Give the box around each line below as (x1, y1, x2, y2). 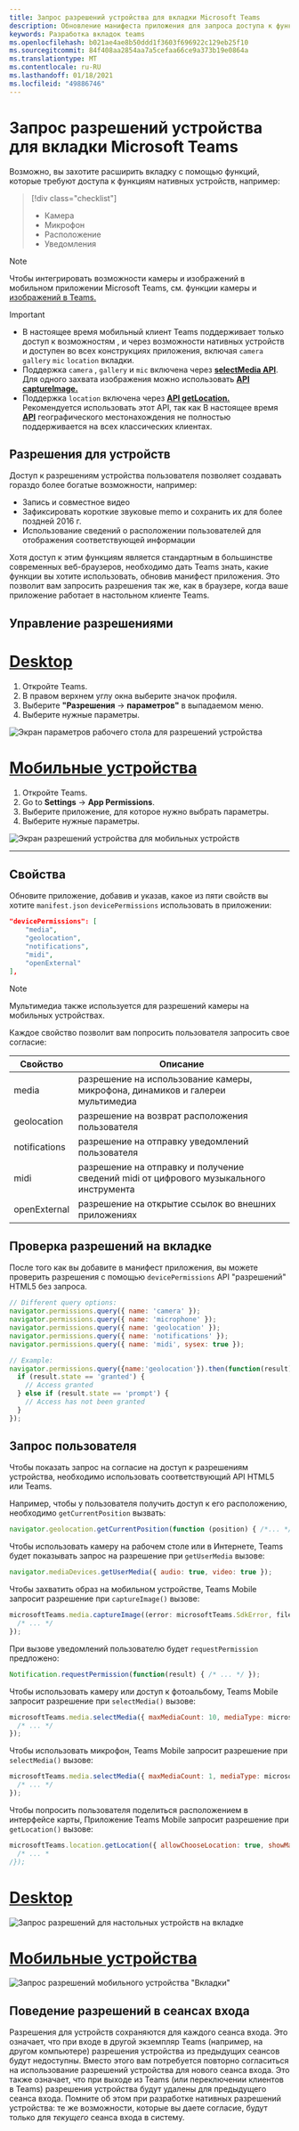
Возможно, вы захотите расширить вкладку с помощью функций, (9, 166, 260, 176)
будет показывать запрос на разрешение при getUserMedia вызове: (9, 1550, 265, 1561)
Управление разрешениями (9, 615, 174, 630)
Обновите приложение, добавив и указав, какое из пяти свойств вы (9, 891, 269, 901)
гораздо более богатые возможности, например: (9, 480, 198, 491)
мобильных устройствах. (9, 1010, 105, 1021)
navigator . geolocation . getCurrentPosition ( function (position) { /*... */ (9, 1525, 293, 1534)
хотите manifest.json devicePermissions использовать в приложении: (9, 900, 272, 911)
